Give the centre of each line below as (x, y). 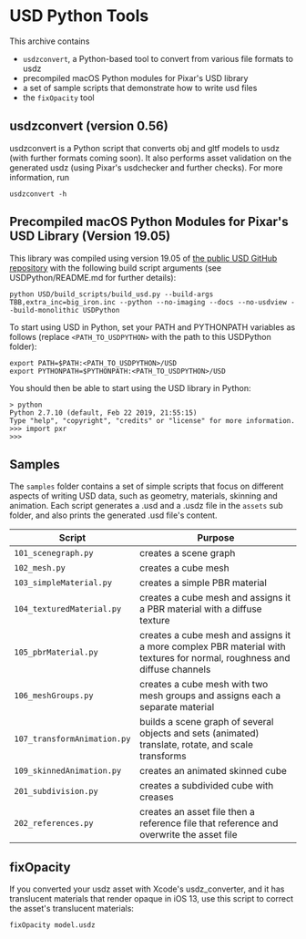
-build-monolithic (44, 310)
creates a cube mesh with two (204, 685)
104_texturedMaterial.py (68, 609)
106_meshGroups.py (54, 696)
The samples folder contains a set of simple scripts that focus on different (147, 486)
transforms (163, 756)
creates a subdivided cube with (207, 786)
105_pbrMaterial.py (56, 652)
